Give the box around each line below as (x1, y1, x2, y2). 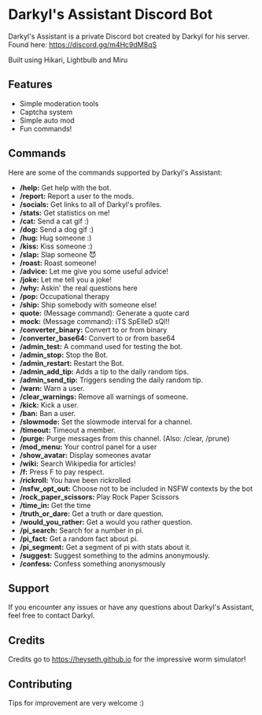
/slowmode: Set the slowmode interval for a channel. (19, 417, 193, 426)
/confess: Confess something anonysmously (19, 558, 166, 568)
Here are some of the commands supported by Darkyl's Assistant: (8, 168, 223, 177)
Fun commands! (19, 123, 72, 133)
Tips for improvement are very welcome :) (8, 698, 144, 707)
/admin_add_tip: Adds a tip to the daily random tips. (19, 367, 189, 376)
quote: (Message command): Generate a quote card (19, 308, 190, 318)
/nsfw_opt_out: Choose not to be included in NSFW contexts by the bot (19, 484, 253, 493)
